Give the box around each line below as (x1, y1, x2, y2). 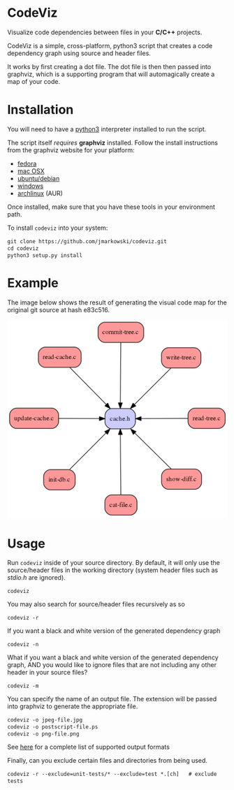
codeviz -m (7, 682, 39, 689)
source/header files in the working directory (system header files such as (7, 566, 219, 574)
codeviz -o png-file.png (7, 731, 80, 738)
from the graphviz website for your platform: (7, 145, 135, 154)
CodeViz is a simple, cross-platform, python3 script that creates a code (7, 41, 213, 50)
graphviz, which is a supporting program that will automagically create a (7, 70, 215, 78)
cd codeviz (7, 244, 39, 252)
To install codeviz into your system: (7, 224, 108, 232)
